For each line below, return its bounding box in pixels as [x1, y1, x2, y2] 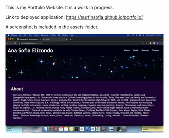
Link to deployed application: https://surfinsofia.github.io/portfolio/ [5, 14, 143, 20]
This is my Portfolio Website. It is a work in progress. [5, 5, 114, 10]
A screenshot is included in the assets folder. [5, 24, 99, 30]
